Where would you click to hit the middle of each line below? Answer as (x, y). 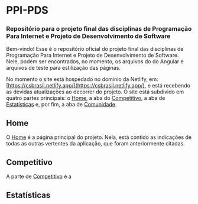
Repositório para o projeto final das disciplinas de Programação (99, 29)
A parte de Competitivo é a (39, 177)
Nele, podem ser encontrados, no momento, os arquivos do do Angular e (95, 61)
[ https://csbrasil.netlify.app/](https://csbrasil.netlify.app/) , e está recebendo (98, 86)
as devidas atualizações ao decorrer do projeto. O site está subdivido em (95, 92)
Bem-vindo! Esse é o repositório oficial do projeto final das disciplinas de (95, 49)
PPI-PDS (27, 10)
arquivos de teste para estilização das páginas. (64, 68)
